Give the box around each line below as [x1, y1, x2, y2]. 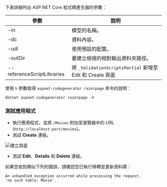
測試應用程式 [5, 107, 36, 114]
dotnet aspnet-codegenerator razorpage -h [5, 95, 94, 100]
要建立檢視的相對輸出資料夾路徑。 [72, 55, 152, 62]
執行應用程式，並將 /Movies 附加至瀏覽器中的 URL [12, 120, 115, 125]
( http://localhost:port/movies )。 [12, 126, 83, 132]
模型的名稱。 [72, 27, 102, 34]
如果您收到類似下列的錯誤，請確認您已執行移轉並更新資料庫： [5, 164, 132, 170]
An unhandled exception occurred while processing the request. [5, 174, 141, 179]
